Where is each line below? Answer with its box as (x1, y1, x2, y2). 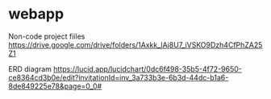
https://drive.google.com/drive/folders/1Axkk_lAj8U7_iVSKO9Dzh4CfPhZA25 (8, 39, 263, 49)
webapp (8, 5, 65, 23)
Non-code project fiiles (8, 31, 85, 41)
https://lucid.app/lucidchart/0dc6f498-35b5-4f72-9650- (53, 64, 242, 73)
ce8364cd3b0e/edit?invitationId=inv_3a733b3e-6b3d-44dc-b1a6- (8, 72, 229, 82)
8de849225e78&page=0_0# (8, 81, 102, 91)
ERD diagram (8, 64, 52, 73)
